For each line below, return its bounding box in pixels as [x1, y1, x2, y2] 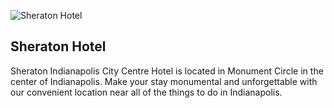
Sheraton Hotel [10, 38, 107, 55]
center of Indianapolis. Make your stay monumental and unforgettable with [10, 75, 318, 87]
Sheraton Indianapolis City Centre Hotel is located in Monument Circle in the [10, 65, 324, 77]
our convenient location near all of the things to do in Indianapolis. [10, 86, 283, 98]
